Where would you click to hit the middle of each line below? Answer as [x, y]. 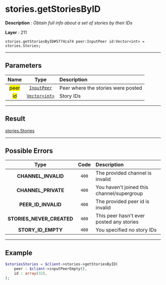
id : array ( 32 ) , [31, 273]
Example [19, 253]
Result [15, 119]
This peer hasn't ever [120, 216]
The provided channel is [124, 173]
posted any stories [117, 222]
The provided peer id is [123, 201]
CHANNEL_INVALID [41, 176]
